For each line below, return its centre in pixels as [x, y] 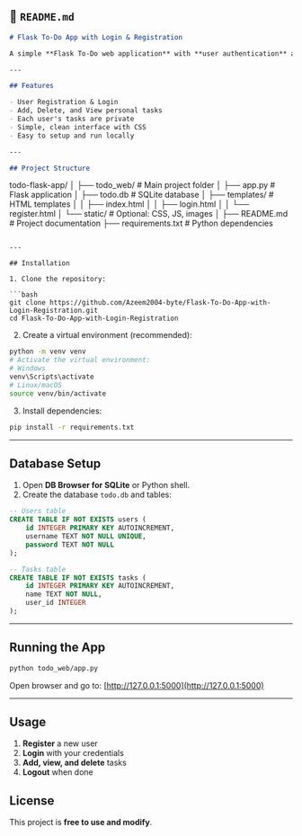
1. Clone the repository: [58, 280]
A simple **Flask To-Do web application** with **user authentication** [148, 53]
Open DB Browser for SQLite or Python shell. [106, 485]
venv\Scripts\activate [52, 377]
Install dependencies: [62, 411]
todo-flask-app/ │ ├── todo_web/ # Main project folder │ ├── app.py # [142, 185]
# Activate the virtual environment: [80, 360]
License [32, 800]
